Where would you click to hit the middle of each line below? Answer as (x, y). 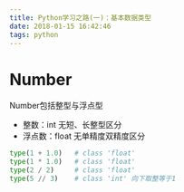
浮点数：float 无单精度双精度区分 (84, 136)
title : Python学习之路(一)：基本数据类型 (81, 18)
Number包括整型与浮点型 (57, 106)
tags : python (34, 34)
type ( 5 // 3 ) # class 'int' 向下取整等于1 (93, 178)
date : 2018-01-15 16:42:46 (60, 26)
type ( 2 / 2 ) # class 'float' (73, 170)
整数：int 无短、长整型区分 (72, 125)
